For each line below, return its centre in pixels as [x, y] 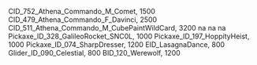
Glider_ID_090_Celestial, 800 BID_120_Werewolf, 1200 [95, 53]
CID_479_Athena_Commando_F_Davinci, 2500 [83, 20]
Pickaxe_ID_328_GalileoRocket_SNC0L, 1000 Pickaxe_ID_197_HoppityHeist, [129, 36]
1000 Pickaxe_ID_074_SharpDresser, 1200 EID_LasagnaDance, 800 [117, 45]
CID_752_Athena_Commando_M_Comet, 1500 [82, 11]
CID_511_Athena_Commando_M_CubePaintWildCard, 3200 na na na [117, 28]
